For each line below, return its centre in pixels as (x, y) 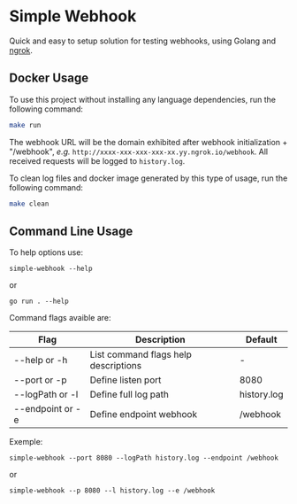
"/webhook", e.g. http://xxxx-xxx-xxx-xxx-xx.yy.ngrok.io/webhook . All (138, 151)
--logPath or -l (46, 394)
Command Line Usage (71, 231)
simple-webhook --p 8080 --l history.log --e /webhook (112, 491)
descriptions (116, 366)
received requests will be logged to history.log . (97, 160)
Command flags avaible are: (61, 318)
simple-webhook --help (51, 269)
